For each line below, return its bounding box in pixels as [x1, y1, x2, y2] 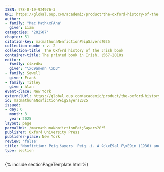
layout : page [5, 121, 32, 126]
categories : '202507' [5, 30, 49, 35]
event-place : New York [5, 89, 51, 94]
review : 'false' [5, 139, 38, 144]
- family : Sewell [5, 71, 41, 76]
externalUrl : [5, 93, 32, 98]
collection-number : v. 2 [5, 43, 56, 48]
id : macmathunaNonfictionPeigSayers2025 [5, 98, 89, 103]
